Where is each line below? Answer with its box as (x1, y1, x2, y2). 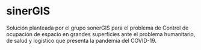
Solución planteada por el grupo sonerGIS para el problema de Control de (6, 24, 189, 31)
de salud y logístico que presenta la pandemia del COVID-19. (6, 37, 157, 44)
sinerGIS (6, 4, 50, 18)
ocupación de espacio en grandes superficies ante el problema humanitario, (6, 30, 196, 37)
